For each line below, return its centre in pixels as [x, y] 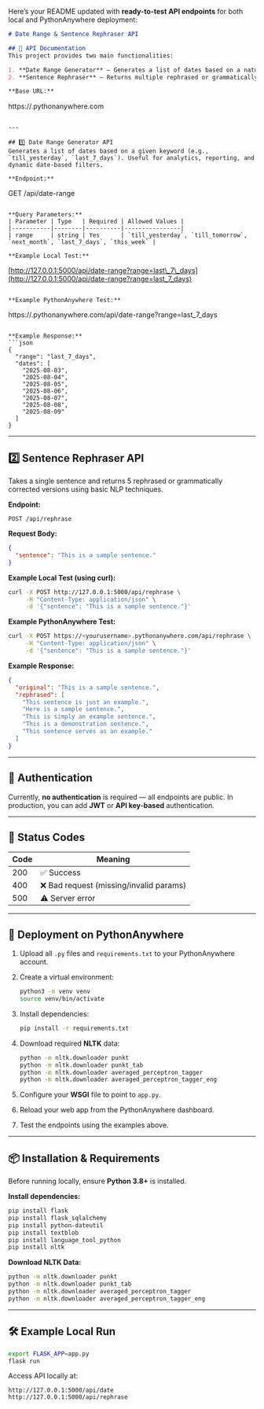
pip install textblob [44, 1233]
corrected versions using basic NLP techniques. [86, 489]
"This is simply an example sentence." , [89, 717]
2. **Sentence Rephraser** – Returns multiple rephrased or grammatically [133, 77]
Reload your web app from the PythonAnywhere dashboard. [117, 1110]
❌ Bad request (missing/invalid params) [114, 886]
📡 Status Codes [46, 837]
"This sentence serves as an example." [88, 732]
